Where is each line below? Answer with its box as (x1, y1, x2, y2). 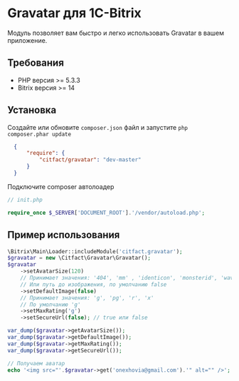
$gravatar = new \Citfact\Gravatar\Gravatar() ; (7, 255, 152, 262)
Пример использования (7, 229, 120, 241)
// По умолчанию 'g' (20, 301, 81, 308)
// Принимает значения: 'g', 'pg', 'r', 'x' (20, 294, 154, 301)
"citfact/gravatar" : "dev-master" (38, 156, 142, 163)
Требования (7, 57, 64, 69)
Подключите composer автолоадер (7, 182, 115, 190)
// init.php (7, 196, 43, 203)
